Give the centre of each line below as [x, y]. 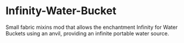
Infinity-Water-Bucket [61, 11]
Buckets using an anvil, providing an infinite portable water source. [87, 33]
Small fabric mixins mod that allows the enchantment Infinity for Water [92, 27]
